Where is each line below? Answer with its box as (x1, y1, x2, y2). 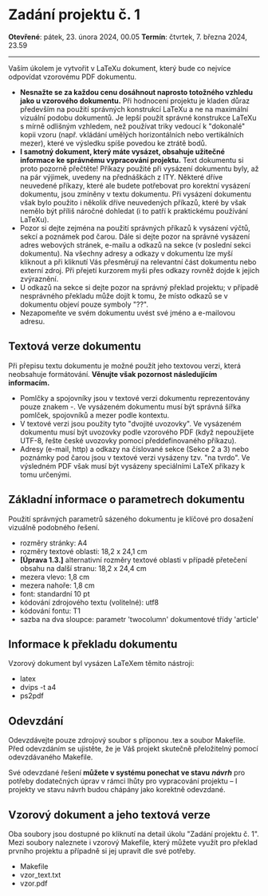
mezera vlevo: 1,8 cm (19, 572, 90, 581)
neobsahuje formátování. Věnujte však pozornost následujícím (8, 369, 218, 379)
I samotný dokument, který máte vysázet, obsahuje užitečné (19, 146, 226, 157)
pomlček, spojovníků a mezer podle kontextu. (19, 410, 170, 420)
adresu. (19, 316, 45, 326)
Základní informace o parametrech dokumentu (8, 493, 245, 506)
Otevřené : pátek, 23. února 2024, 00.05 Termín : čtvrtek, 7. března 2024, (8, 32, 247, 42)
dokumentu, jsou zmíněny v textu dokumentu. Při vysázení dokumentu (19, 189, 252, 199)
